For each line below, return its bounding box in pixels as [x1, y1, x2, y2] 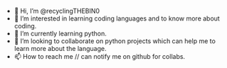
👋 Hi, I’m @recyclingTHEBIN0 [14, 7, 100, 15]
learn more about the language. [14, 45, 107, 52]
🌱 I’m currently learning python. [14, 29, 107, 38]
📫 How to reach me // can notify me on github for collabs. [14, 52, 186, 60]
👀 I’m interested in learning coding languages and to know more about [14, 14, 221, 23]
